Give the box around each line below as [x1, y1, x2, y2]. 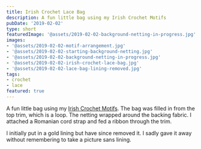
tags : [6, 71, 20, 77]
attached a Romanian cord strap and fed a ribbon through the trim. [6, 117, 172, 125]
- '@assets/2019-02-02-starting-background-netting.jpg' [6, 49, 153, 55]
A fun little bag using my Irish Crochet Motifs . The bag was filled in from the [6, 105, 196, 112]
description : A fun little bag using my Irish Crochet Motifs [6, 15, 166, 21]
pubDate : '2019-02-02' [6, 20, 64, 26]
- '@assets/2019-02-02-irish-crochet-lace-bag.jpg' [6, 60, 139, 66]
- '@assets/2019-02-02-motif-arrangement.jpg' [6, 43, 126, 49]
